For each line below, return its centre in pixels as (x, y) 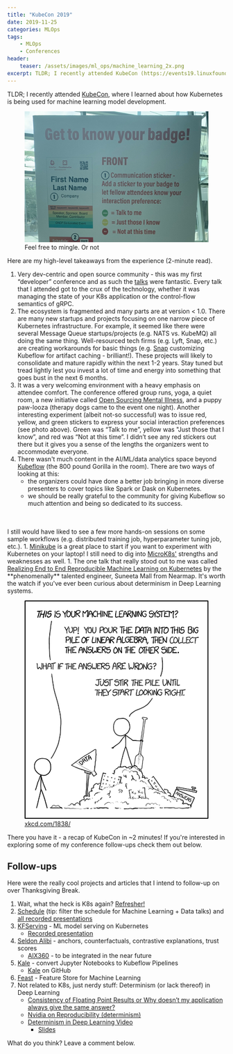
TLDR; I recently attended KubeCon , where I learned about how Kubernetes (115, 94)
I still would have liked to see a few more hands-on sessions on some (106, 532)
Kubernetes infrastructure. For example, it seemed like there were (111, 326)
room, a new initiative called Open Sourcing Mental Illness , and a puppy (119, 400)
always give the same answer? (71, 1007)
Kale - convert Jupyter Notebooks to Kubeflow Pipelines (98, 963)
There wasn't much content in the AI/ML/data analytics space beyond (117, 459)
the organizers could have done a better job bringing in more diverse (126, 481)
